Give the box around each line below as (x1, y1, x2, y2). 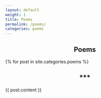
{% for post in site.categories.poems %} (5, 58, 89, 64)
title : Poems (5, 17, 33, 22)
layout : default (5, 7, 39, 13)
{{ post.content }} (5, 87, 42, 93)
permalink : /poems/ (5, 21, 46, 27)
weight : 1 (5, 12, 26, 17)
